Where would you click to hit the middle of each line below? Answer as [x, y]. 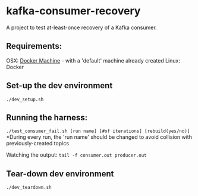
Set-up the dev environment [59, 85]
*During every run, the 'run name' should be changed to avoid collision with [99, 137]
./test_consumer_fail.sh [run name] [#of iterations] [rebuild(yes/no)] [98, 131]
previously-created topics [38, 144]
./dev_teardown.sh [29, 188]
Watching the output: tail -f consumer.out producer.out [76, 155]
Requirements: [34, 46]
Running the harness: [47, 117]
